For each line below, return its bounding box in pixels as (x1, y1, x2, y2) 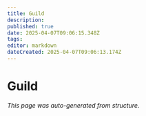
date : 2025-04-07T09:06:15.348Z (7, 29, 100, 37)
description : (7, 17, 45, 23)
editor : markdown (7, 42, 57, 49)
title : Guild (7, 10, 45, 17)
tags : (7, 36, 23, 43)
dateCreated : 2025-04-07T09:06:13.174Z (7, 49, 122, 56)
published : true (7, 23, 54, 30)
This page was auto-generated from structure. (7, 101, 140, 109)
